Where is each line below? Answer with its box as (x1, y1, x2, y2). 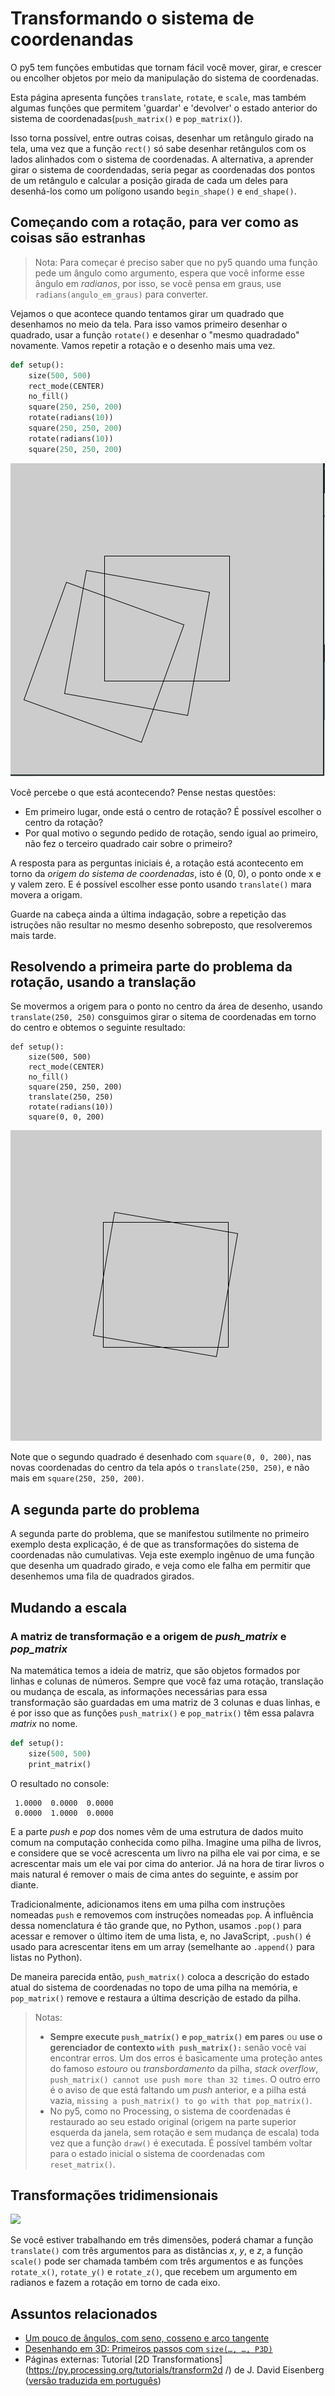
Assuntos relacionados (10, 2305, 158, 2322)
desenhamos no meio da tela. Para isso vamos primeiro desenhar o (10, 318, 288, 330)
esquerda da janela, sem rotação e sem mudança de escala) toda (49, 2126, 320, 2138)
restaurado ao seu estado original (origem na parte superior (49, 2115, 297, 2127)
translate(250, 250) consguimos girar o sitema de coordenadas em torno (10, 1011, 317, 1023)
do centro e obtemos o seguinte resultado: (10, 1022, 186, 1034)
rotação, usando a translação (10, 974, 197, 991)
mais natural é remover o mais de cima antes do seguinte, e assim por (10, 1868, 299, 1880)
